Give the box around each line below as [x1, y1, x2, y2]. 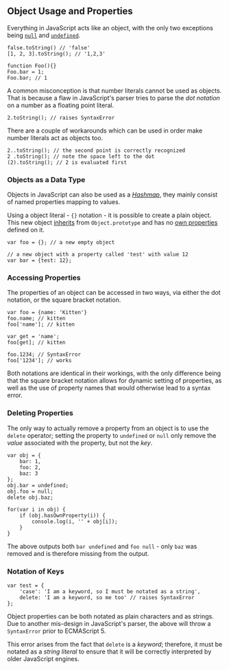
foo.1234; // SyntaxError [7, 351, 81, 358]
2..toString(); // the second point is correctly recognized [7, 147, 186, 154]
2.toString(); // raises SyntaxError [7, 114, 115, 121]
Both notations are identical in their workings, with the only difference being [7, 369, 221, 377]
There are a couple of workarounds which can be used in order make [7, 126, 203, 135]
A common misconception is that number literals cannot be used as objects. [7, 86, 222, 95]
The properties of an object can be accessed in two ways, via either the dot [7, 289, 221, 297]
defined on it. [7, 226, 45, 234]
